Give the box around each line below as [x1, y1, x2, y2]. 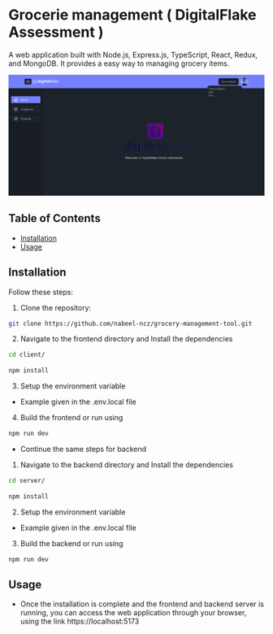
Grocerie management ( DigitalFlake [8, 6, 257, 24]
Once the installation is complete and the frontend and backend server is [19, 599, 264, 609]
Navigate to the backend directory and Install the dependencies [19, 460, 234, 470]
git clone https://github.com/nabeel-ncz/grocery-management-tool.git [8, 319, 253, 328]
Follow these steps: [8, 287, 73, 297]
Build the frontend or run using [19, 413, 123, 423]
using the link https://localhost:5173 [19, 616, 140, 627]
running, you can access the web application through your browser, [19, 608, 247, 618]
